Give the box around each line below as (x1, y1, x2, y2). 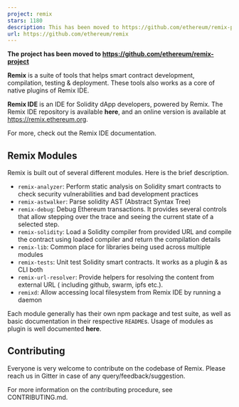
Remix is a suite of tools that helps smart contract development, (7, 71, 195, 80)
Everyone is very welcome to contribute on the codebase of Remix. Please (7, 364, 226, 372)
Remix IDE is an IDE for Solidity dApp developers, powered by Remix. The (7, 100, 223, 109)
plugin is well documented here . (7, 324, 102, 333)
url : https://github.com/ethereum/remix (7, 30, 129, 38)
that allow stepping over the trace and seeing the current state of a (17, 213, 214, 221)
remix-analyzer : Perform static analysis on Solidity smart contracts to (17, 182, 222, 191)
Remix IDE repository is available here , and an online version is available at (7, 107, 226, 116)
